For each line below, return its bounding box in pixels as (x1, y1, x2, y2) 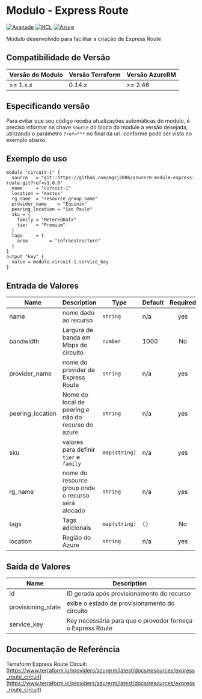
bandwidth (9, 337, 40, 346)
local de (62, 398, 85, 407)
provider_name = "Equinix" (11, 201, 87, 208)
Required (169, 298, 197, 307)
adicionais (62, 524, 91, 532)
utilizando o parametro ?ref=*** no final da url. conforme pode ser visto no (6, 130, 192, 137)
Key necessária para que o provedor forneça (66, 617, 193, 624)
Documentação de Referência (6, 644, 120, 654)
